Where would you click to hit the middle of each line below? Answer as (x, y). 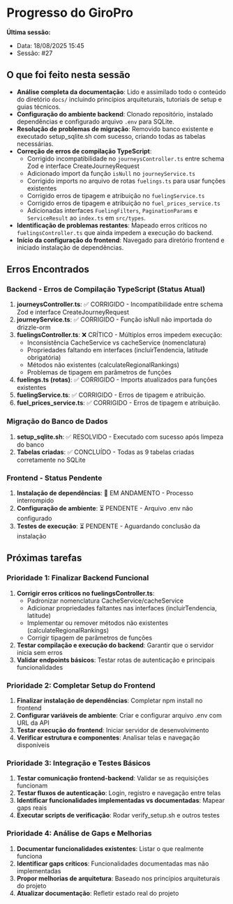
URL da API (33, 723)
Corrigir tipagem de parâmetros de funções (90, 638)
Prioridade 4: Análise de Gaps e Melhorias (79, 834)
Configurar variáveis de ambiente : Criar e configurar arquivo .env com (119, 716)
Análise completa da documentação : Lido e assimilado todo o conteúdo (121, 91)
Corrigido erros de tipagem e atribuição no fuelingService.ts (116, 195)
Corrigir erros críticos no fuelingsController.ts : (85, 593)
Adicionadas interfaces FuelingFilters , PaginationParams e (112, 210)
